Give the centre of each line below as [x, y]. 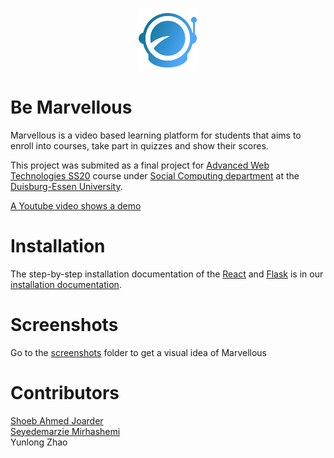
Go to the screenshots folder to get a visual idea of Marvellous [139, 352]
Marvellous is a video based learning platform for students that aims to [156, 135]
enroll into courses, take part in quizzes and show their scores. [139, 145]
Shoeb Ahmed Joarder [57, 420]
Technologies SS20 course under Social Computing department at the [155, 175]
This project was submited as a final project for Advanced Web [140, 165]
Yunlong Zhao [39, 442]
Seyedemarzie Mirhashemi [65, 431]
